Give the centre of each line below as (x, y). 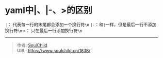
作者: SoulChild (32, 45)
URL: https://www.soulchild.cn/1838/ (54, 50)
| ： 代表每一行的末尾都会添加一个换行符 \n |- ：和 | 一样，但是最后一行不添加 (81, 24)
